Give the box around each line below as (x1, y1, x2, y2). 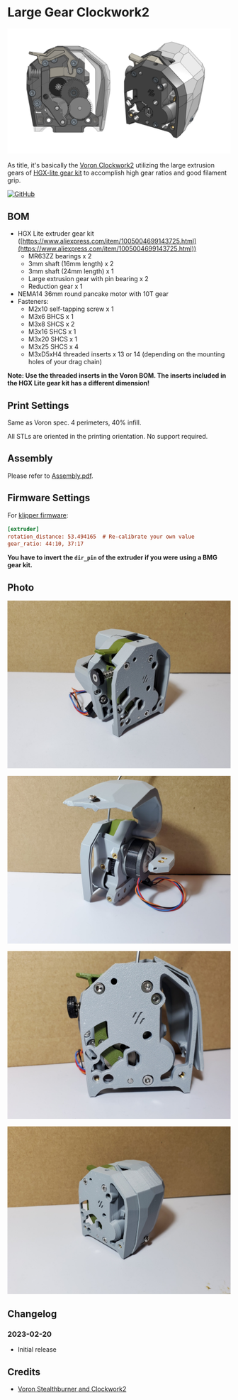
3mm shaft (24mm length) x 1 (28, 267, 114, 275)
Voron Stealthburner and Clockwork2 (17, 1385, 127, 1394)
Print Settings (7, 399, 69, 412)
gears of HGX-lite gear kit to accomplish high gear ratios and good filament (7, 168, 227, 177)
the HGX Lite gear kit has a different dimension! (7, 379, 150, 388)
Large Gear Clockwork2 (7, 4, 150, 21)
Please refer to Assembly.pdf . (7, 471, 93, 480)
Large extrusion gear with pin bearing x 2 (28, 275, 149, 283)
